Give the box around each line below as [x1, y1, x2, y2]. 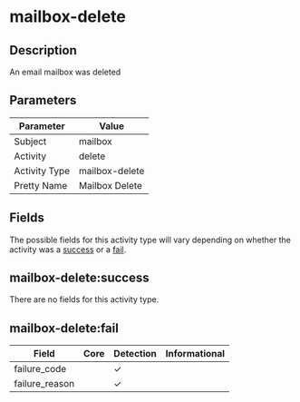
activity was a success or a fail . [9, 243, 127, 255]
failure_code [14, 363, 67, 376]
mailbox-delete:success [9, 270, 150, 286]
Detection [112, 348, 157, 360]
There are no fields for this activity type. [9, 294, 160, 305]
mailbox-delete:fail [9, 320, 120, 336]
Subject [14, 134, 47, 147]
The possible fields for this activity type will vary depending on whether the [9, 234, 292, 245]
